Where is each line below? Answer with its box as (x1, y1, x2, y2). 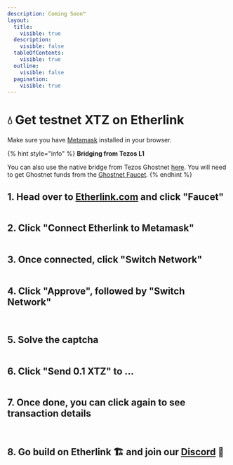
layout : (7, 17, 30, 24)
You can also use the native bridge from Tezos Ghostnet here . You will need (7, 163, 227, 172)
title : (13, 23, 33, 30)
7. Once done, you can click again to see (7, 397, 186, 409)
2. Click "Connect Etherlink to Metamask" (7, 222, 194, 234)
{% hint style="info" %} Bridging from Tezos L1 (7, 149, 145, 158)
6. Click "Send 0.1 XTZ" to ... (7, 365, 135, 377)
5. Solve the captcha (7, 334, 99, 346)
